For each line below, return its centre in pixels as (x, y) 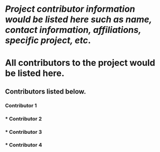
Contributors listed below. (46, 91)
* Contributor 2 (23, 119)
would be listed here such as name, (79, 19)
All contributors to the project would (80, 63)
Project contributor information (70, 9)
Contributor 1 (21, 105)
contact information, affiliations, (73, 30)
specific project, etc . (48, 41)
